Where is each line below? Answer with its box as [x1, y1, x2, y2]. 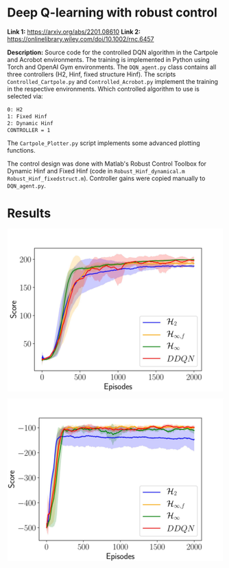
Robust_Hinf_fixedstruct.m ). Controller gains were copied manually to [7, 174, 206, 182]
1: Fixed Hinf [7, 113, 48, 120]
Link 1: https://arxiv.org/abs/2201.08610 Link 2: [7, 28, 141, 36]
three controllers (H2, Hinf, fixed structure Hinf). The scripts [7, 70, 176, 78]
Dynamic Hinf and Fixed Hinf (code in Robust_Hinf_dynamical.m [7, 166, 185, 175]
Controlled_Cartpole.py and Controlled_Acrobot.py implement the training [7, 77, 218, 85]
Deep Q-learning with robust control [7, 5, 218, 21]
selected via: [7, 91, 43, 100]
